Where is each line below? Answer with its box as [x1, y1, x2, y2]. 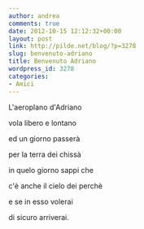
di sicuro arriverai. [8, 212, 69, 222]
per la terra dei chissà [8, 149, 81, 159]
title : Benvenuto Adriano [8, 58, 96, 66]
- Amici [8, 80, 35, 88]
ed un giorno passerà [8, 133, 81, 143]
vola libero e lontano [8, 118, 77, 127]
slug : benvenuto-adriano [8, 50, 93, 58]
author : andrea [8, 11, 60, 20]
